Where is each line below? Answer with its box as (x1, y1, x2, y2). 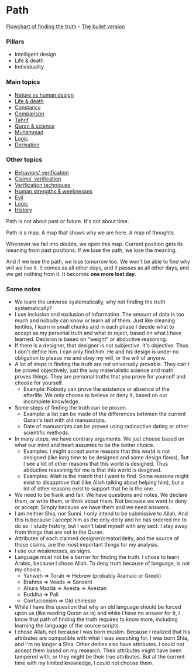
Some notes (6, 285, 41, 293)
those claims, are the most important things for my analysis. (14, 541, 159, 548)
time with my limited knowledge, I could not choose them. (14, 660, 154, 667)
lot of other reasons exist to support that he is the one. (23, 485, 155, 492)
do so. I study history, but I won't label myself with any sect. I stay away (14, 523, 188, 530)
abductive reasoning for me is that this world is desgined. (23, 466, 162, 473)
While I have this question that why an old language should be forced (14, 603, 181, 610)
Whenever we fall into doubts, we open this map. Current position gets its (6, 240, 183, 247)
